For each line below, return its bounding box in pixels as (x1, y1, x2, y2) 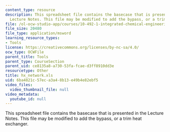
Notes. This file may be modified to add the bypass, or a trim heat (5, 115, 142, 121)
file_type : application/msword (5, 31, 71, 36)
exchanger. (5, 121, 29, 127)
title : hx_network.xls (5, 73, 53, 78)
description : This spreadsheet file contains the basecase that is (5, 12, 151, 17)
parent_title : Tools (5, 54, 49, 59)
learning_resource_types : (5, 36, 60, 41)
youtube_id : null (10, 96, 47, 101)
